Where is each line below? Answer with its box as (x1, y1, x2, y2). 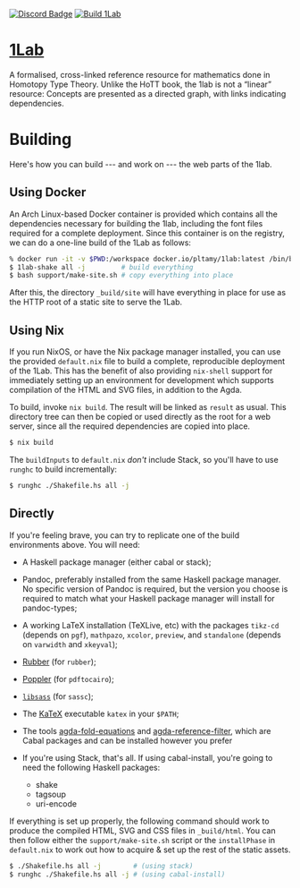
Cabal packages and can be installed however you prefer (21, 735, 233, 746)
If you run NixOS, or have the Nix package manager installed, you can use (9, 346, 281, 357)
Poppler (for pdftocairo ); (21, 673, 114, 684)
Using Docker (9, 184, 87, 201)
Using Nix (9, 322, 65, 337)
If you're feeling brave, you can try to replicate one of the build (9, 529, 239, 541)
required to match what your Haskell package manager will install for (21, 593, 275, 603)
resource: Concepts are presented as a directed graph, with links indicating (9, 88, 287, 98)
